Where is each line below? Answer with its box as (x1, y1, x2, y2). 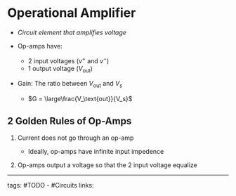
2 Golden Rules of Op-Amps (7, 115, 132, 127)
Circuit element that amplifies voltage (17, 28, 126, 37)
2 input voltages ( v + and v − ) (27, 55, 110, 65)
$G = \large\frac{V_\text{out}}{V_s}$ (27, 95, 133, 103)
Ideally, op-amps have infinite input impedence (27, 148, 164, 155)
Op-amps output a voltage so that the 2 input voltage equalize (17, 161, 198, 169)
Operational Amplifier (7, 5, 136, 21)
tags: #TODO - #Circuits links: (7, 181, 94, 189)
